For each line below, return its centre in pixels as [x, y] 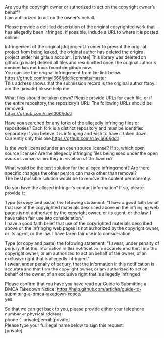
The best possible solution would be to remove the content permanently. [78, 178]
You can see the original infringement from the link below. [63, 73]
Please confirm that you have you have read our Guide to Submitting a [76, 284]
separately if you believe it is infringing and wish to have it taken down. [77, 133]
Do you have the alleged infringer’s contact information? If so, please [75, 188]
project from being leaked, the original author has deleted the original [75, 52]
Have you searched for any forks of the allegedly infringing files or [72, 123]
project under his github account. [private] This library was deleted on [76, 57]
